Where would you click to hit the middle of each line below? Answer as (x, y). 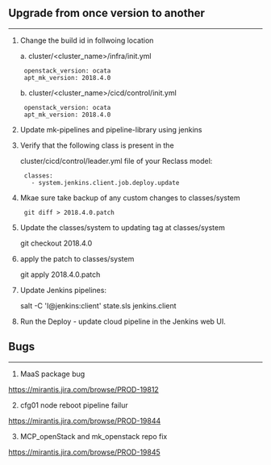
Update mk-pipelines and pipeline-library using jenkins (111, 129)
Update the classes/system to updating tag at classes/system (123, 227)
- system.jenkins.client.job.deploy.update (105, 182)
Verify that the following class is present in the (97, 145)
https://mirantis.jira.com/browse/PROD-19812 (83, 389)
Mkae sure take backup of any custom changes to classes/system (130, 198)
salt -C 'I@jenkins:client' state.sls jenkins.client (98, 305)
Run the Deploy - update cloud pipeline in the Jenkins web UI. (123, 321)
